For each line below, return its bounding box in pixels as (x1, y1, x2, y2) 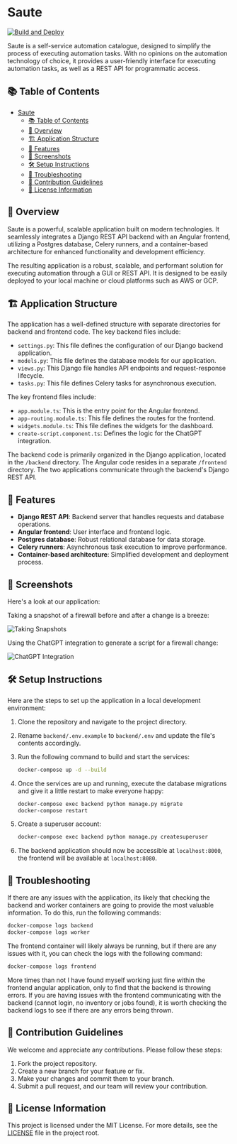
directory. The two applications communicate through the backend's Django (7, 466, 229, 474)
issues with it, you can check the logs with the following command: (7, 949, 203, 957)
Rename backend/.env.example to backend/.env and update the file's (17, 731, 216, 739)
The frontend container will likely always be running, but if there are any (7, 942, 217, 950)
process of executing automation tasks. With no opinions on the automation (7, 49, 228, 58)
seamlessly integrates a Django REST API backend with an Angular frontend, (7, 232, 231, 241)
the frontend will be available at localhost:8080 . (17, 854, 157, 863)
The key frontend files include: (7, 393, 97, 401)
